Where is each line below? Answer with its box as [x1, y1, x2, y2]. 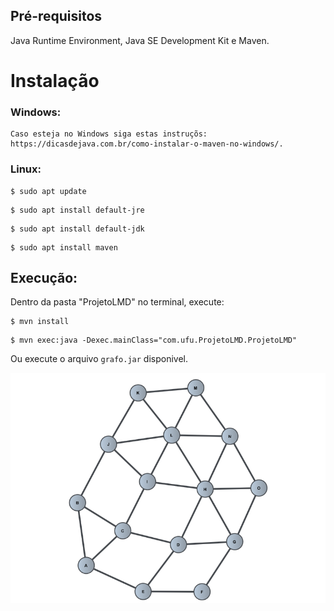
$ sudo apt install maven [10, 242, 118, 253]
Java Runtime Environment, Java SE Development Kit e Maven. [10, 34, 270, 46]
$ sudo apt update [10, 186, 87, 196]
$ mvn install [10, 317, 70, 327]
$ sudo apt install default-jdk [10, 224, 145, 234]
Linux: [10, 162, 42, 176]
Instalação [10, 70, 100, 92]
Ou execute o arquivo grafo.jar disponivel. [10, 353, 189, 365]
